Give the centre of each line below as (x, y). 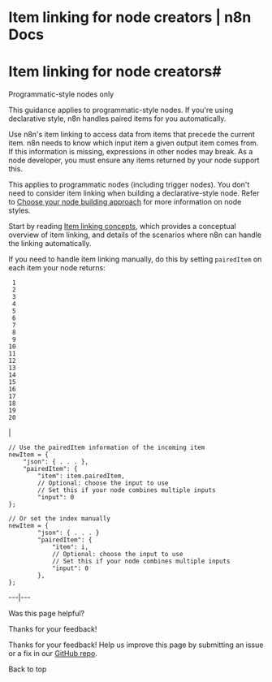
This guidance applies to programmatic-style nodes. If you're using (121, 110)
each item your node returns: (57, 268)
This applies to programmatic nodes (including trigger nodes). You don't (129, 185)
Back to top (28, 669)
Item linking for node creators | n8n (130, 17)
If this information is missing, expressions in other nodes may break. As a (131, 152)
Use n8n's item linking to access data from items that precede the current (132, 135)
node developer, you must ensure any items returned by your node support (134, 160)
